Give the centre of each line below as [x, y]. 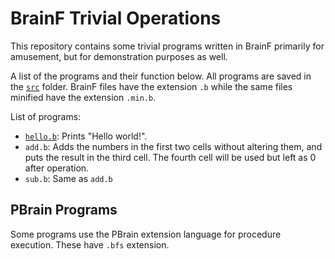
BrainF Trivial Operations [116, 18]
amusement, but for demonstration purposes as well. [119, 56]
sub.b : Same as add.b [68, 178]
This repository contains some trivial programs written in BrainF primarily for [167, 46]
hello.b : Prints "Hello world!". [86, 136]
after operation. [57, 168]
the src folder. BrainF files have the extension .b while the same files [151, 86]
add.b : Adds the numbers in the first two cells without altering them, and [173, 146]
